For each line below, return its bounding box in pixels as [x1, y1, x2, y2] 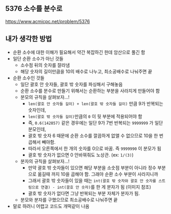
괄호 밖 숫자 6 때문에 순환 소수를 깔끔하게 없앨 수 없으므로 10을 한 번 [28, 132, 164, 139]
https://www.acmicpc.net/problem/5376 [5, 18, 90, 24]
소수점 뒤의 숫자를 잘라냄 [20, 62, 70, 68]
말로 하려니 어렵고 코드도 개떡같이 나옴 [12, 203, 90, 209]
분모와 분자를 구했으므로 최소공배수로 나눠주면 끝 [20, 197, 118, 203]
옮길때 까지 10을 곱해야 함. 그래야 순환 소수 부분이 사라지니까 [37, 171, 159, 177]
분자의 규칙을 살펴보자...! [20, 158, 70, 164]
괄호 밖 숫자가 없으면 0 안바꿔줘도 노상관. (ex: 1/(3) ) [28, 151, 134, 158]
